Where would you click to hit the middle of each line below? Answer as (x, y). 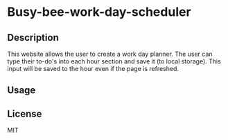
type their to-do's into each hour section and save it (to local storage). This (114, 61)
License (25, 113)
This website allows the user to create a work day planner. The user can (110, 54)
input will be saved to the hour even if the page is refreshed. (93, 69)
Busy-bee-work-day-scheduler (99, 12)
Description (33, 38)
